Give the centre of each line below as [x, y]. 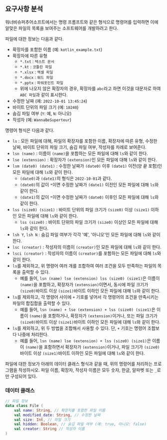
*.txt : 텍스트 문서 [37, 61]
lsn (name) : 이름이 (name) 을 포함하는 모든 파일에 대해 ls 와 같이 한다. [80, 153]
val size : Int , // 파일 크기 [42, 420]
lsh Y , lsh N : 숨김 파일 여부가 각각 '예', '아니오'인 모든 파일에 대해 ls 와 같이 [86, 234]
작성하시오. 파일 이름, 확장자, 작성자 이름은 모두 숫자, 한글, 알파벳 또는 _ [87, 370]
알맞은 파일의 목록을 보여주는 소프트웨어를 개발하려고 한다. [62, 28]
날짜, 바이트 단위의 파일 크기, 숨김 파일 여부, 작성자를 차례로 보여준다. [79, 147]
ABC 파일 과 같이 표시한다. [44, 94]
